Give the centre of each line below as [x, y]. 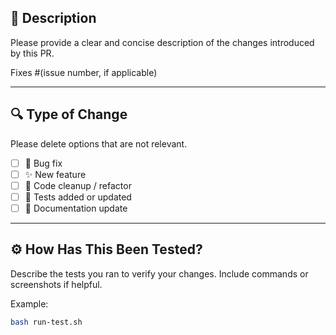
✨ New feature [55, 174]
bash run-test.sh [46, 322]
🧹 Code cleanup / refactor [78, 185]
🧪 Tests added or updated [78, 197]
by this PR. [32, 53]
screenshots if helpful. [56, 284]
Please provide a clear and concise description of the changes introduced [162, 42]
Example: [29, 303]
